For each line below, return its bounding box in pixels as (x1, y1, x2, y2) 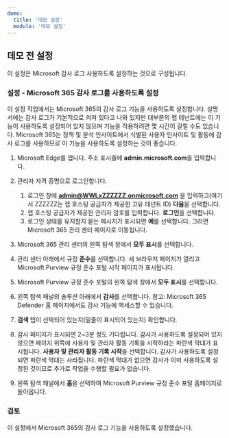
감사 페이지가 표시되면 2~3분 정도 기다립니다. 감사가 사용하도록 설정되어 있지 (16, 330, 223, 339)
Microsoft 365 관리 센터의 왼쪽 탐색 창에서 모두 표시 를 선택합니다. (16, 241, 194, 249)
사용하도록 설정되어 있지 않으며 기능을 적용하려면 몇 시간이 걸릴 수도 (19, 122, 201, 130)
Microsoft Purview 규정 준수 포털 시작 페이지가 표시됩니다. (16, 263, 175, 271)
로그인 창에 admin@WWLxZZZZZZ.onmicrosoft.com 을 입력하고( (27, 191, 212, 199)
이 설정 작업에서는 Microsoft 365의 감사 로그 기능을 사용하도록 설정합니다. (7, 105, 206, 113)
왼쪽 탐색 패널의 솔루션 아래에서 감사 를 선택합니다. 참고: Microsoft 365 (16, 293, 207, 301)
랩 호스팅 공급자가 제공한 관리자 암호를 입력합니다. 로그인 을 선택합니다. (27, 208, 216, 217)
